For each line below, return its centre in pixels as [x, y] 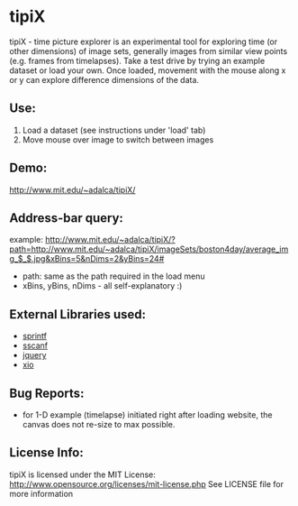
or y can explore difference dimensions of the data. [104, 79]
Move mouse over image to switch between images [118, 139]
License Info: [46, 453]
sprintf [35, 336]
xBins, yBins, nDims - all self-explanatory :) [102, 286]
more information [41, 493]
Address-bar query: [67, 218]
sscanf [35, 345]
